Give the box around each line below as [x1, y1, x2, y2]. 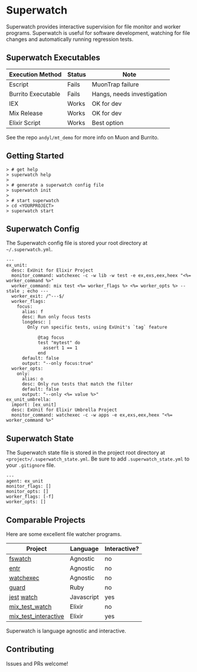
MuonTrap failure [91, 80, 139, 89]
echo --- [27, 288, 49, 294]
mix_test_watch [9, 603, 52, 611]
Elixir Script [9, 119, 41, 127]
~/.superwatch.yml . [6, 246, 53, 253]
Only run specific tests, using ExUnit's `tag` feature [27, 324, 168, 331]
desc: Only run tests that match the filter [21, 381, 133, 387]
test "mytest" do [37, 340, 81, 346]
